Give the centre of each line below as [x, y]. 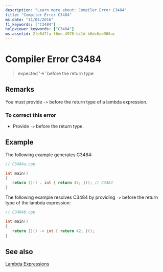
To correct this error [31, 115]
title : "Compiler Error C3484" [39, 15]
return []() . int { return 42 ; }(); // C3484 [63, 183]
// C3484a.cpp [20, 164]
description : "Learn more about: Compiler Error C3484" [66, 10]
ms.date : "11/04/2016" [29, 19]
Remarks [20, 89]
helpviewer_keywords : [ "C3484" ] [40, 29]
